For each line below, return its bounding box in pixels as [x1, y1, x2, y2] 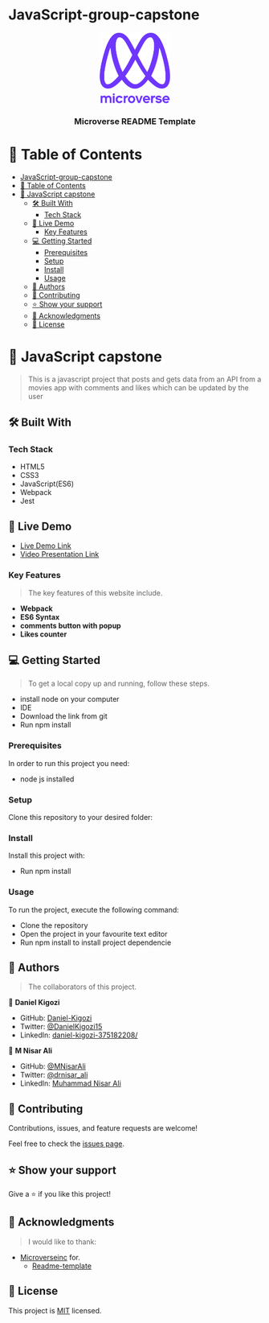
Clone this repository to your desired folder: [8, 812, 153, 822]
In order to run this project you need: [8, 758, 130, 768]
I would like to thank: [27, 1237, 97, 1247]
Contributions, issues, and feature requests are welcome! [8, 1123, 198, 1133]
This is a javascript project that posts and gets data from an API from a [27, 374, 262, 384]
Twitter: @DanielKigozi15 [19, 1022, 103, 1032]
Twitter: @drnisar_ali [19, 1070, 88, 1080]
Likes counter [19, 629, 67, 639]
